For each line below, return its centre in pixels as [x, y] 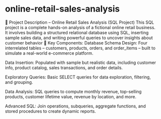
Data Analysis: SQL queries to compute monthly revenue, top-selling [73, 91]
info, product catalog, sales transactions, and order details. [64, 67]
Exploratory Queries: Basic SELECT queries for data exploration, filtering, [78, 77]
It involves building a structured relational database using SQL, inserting [77, 32]
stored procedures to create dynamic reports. [50, 111]
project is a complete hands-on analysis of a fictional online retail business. [80, 27]
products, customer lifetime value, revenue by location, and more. [71, 97]
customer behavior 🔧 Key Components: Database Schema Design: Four [76, 43]
